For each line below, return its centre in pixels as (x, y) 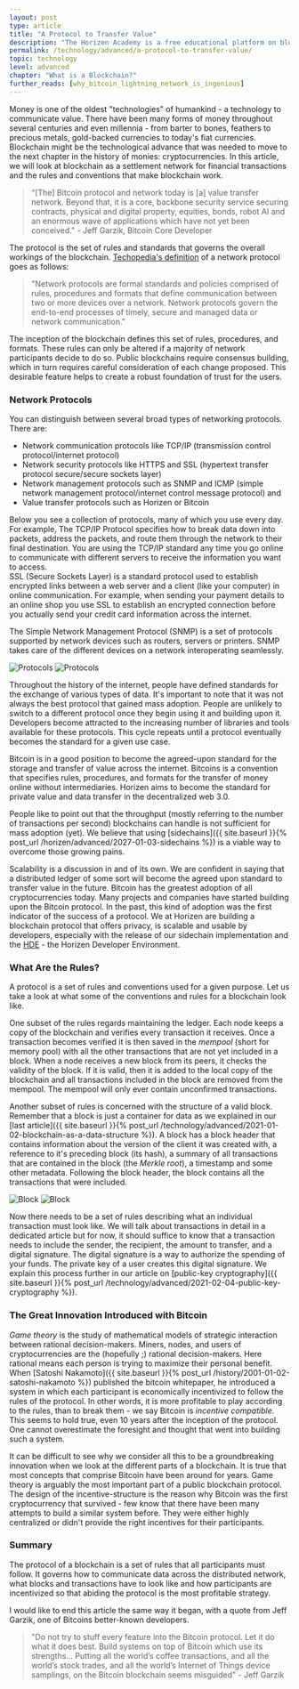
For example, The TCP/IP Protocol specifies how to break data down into (142, 529)
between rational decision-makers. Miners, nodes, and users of (125, 1344)
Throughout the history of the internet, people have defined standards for (144, 684)
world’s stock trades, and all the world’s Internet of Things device (150, 1665)
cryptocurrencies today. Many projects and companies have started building (149, 897)
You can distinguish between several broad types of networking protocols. (146, 418)
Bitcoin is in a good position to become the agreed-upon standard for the (143, 758)
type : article (36, 26)
